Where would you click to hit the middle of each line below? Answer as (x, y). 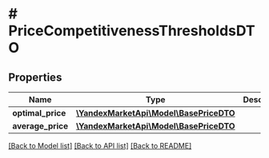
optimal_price (39, 113)
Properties (35, 77)
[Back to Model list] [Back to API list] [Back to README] (100, 146)
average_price (40, 126)
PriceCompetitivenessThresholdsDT (132, 31)
